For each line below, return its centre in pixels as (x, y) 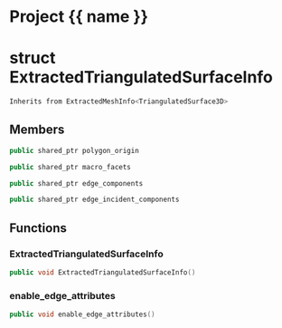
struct (33, 58)
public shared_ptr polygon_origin (75, 150)
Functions (38, 228)
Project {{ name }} (79, 17)
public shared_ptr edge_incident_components (94, 200)
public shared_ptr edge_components (76, 183)
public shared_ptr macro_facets (70, 167)
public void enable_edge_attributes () (82, 314)
